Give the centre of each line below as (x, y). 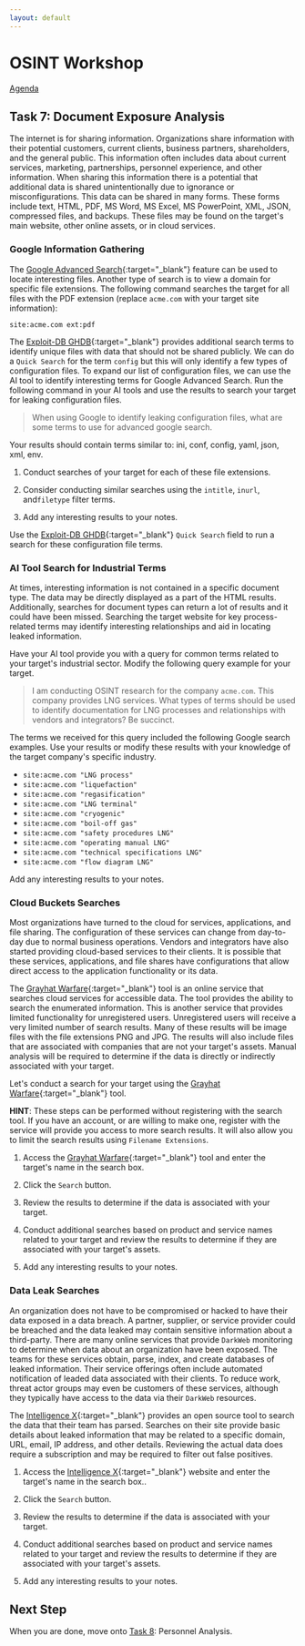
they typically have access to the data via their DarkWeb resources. (133, 1397)
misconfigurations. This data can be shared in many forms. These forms (145, 197)
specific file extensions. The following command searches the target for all (149, 289)
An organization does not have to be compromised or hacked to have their (149, 1310)
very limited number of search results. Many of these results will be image (148, 1027)
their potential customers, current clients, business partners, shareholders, (149, 148)
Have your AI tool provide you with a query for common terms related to (144, 653)
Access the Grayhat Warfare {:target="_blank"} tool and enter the (144, 1158)
